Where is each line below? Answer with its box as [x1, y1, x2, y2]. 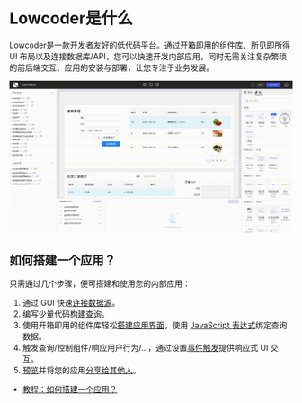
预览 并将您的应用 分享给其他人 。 [22, 364, 141, 375]
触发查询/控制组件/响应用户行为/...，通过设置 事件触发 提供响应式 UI [22, 342, 269, 353]
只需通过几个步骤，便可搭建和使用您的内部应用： [9, 278, 191, 289]
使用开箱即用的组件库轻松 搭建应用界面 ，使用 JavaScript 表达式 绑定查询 [22, 319, 288, 330]
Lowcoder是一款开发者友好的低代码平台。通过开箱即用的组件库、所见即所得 [9, 40, 290, 50]
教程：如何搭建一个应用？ [22, 383, 118, 394]
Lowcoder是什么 [9, 8, 133, 29]
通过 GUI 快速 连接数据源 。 [22, 297, 120, 308]
